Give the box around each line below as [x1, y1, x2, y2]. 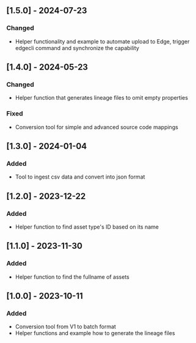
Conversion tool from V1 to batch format [15, 323, 116, 330]
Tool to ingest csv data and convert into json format [15, 173, 145, 180]
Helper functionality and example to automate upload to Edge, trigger [15, 37, 190, 45]
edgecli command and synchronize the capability [15, 44, 139, 51]
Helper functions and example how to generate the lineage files [15, 330, 175, 337]
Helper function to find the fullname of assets [15, 273, 129, 281]
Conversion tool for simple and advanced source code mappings [15, 123, 178, 131]
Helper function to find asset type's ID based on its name [15, 223, 159, 231]
